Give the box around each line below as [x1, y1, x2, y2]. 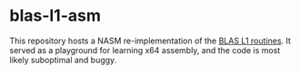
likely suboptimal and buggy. [9, 54, 117, 65]
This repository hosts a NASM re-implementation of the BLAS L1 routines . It [9, 35, 291, 46]
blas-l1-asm [9, 5, 102, 26]
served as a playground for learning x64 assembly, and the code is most [9, 44, 281, 55]
